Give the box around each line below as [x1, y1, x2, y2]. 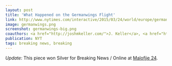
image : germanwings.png [5, 21, 56, 27]
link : [5, 17, 17, 22]
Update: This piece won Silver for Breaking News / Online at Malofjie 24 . [5, 55, 158, 61]
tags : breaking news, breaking [5, 41, 72, 46]
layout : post [5, 7, 33, 13]
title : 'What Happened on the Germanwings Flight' [5, 12, 116, 17]
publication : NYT [5, 36, 42, 41]
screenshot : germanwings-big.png [5, 27, 77, 32]
